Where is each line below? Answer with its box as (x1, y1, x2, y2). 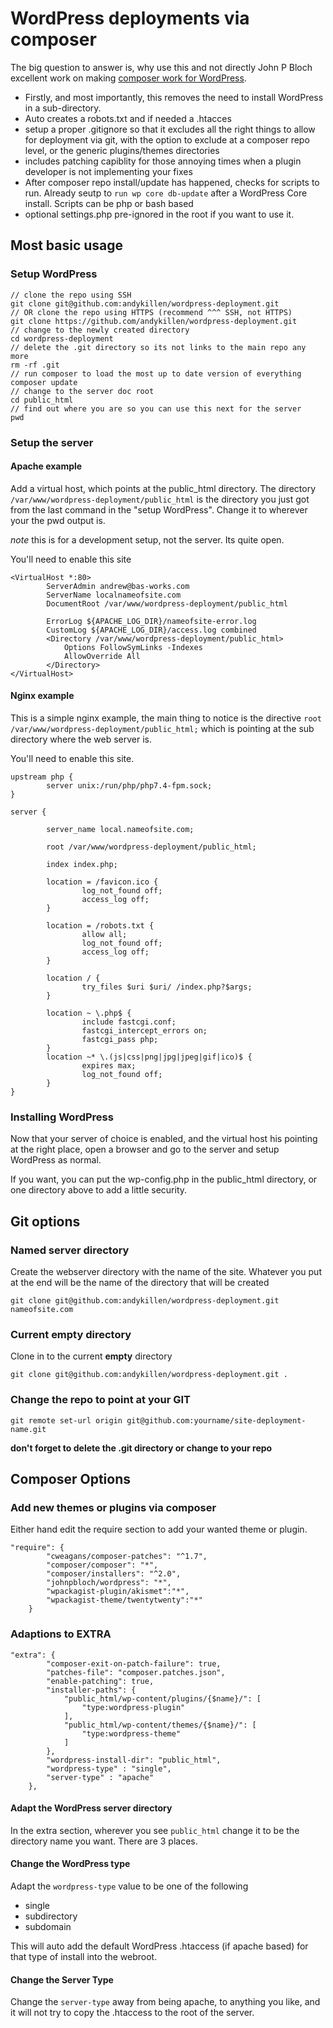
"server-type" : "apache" (46, 1772, 155, 1782)
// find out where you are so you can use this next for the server (10, 403, 302, 414)
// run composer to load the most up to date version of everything (10, 368, 302, 379)
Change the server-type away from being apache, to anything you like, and (10, 1996, 321, 2008)
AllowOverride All (63, 651, 141, 661)
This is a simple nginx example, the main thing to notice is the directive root (10, 712, 322, 724)
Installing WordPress (10, 1110, 114, 1124)
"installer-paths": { (46, 1685, 137, 1695)
